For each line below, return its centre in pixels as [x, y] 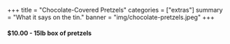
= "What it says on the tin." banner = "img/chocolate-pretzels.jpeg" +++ [111, 17]
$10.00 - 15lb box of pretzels [50, 33]
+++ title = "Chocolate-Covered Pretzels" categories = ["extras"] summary [115, 10]
